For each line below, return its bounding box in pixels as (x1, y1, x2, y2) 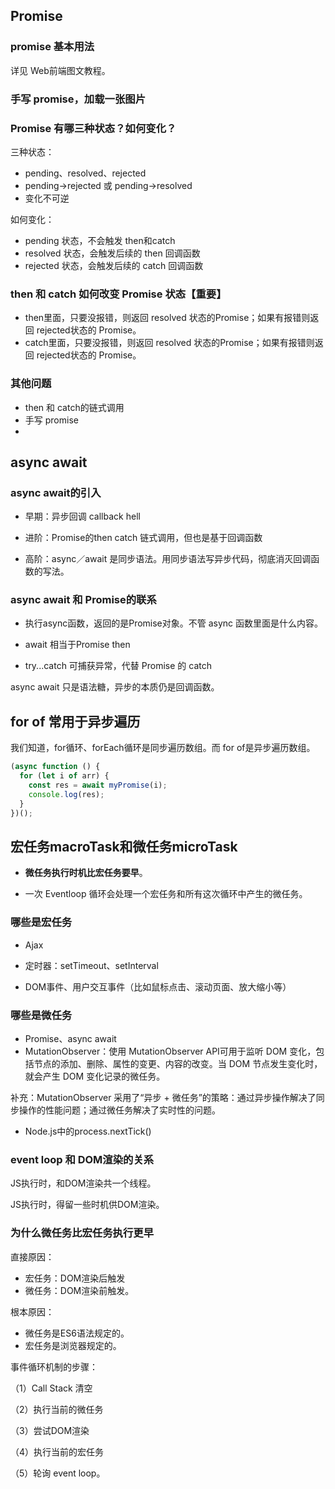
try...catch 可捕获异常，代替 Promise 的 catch (24, 660, 212, 672)
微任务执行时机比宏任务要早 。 (24, 867, 148, 879)
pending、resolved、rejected (24, 167, 147, 179)
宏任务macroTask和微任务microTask (10, 838, 238, 855)
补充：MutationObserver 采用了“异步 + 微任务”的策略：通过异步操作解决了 (10, 1091, 317, 1103)
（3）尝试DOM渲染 (10, 1424, 90, 1436)
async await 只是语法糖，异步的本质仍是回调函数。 (10, 681, 220, 693)
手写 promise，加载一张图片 (10, 92, 146, 106)
